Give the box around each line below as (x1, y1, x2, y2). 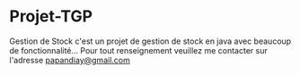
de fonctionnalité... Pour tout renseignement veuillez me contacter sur (9, 45, 268, 55)
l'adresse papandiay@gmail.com (9, 54, 130, 65)
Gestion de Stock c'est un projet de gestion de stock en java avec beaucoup (9, 36, 292, 46)
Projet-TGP (9, 6, 93, 27)
